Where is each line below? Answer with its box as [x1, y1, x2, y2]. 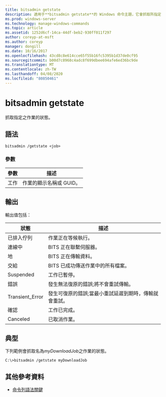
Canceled [7, 316, 30, 322]
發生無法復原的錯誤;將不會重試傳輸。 [48, 280, 134, 287]
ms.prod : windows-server [5, 16, 56, 21]
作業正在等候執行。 [48, 234, 93, 241]
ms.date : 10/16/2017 [5, 48, 48, 53]
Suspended [7, 271, 35, 278]
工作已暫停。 [48, 271, 78, 278]
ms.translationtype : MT [5, 62, 54, 67]
